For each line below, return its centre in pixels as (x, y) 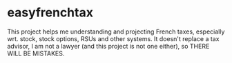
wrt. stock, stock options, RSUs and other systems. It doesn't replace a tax (113, 38)
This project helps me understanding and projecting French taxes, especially (116, 32)
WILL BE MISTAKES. (36, 53)
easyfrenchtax (50, 13)
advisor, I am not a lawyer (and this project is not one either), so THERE (108, 46)
